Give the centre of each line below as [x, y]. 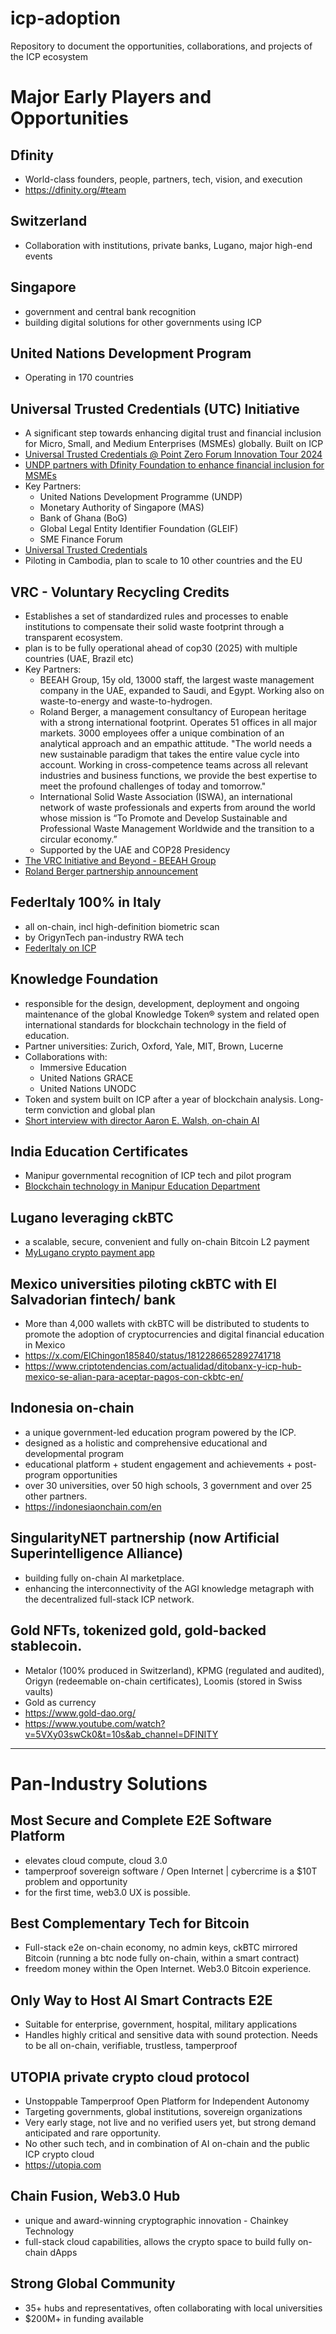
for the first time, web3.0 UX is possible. [107, 1892]
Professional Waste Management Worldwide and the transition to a [177, 828]
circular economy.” [78, 839]
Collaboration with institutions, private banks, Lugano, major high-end [168, 245]
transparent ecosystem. [73, 637]
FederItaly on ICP [60, 948]
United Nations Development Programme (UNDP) [141, 497]
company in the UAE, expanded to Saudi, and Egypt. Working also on [182, 690]
